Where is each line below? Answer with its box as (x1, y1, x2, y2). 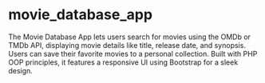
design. (8, 65, 34, 75)
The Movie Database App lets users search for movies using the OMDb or (8, 32, 251, 41)
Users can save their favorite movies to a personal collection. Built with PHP (8, 49, 258, 58)
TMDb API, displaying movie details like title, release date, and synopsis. (8, 40, 246, 49)
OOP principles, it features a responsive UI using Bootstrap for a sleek (8, 57, 239, 67)
